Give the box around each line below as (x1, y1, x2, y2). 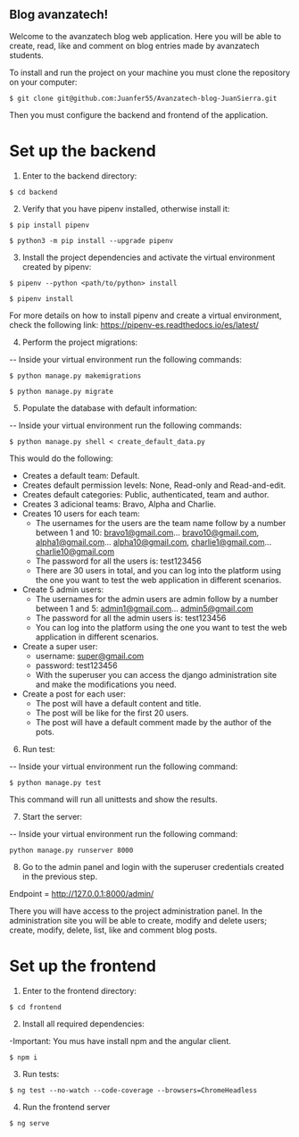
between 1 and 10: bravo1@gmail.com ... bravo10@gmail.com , (35, 527, 260, 538)
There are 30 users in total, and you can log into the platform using (35, 564, 281, 575)
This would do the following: (9, 453, 113, 464)
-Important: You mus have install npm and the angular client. (9, 1035, 231, 1046)
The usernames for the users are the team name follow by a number (35, 517, 287, 528)
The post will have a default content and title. (35, 698, 202, 708)
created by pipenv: (21, 261, 92, 272)
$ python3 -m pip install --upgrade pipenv (9, 236, 174, 245)
